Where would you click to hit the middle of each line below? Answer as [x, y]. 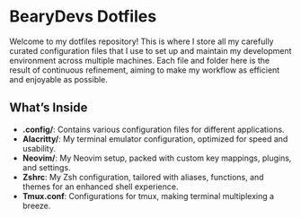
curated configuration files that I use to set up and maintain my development [150, 50]
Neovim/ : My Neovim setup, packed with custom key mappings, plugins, [157, 158]
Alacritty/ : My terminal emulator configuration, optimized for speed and [155, 139]
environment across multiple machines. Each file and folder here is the [140, 60]
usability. [39, 148]
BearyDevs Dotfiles [83, 17]
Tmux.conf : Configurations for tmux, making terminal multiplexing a [148, 196]
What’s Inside [49, 108]
